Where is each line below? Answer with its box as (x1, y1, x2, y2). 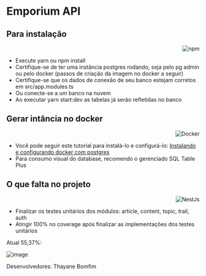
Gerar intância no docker (6, 113, 103, 124)
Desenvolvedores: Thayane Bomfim (6, 263, 97, 270)
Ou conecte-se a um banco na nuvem (15, 90, 112, 96)
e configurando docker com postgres (15, 148, 110, 156)
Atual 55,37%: (6, 239, 42, 246)
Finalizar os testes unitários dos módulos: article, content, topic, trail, (15, 207, 189, 215)
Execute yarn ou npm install (15, 57, 86, 64)
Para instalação (6, 29, 67, 39)
